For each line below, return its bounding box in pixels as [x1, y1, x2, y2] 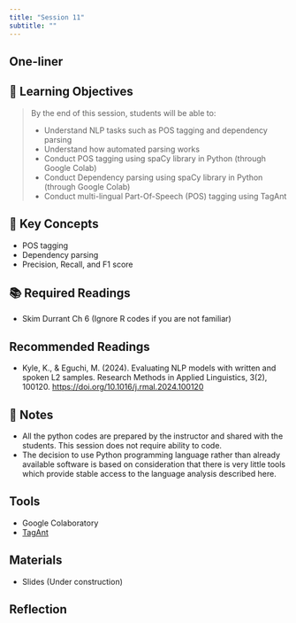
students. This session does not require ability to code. [21, 440, 223, 450]
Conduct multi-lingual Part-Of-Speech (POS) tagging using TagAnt [43, 191, 287, 201]
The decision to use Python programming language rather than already [21, 449, 281, 460]
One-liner [9, 54, 64, 69]
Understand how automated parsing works [43, 144, 201, 154]
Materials [9, 553, 63, 568]
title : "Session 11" [9, 12, 86, 22]
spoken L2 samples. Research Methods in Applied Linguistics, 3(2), [21, 372, 268, 383]
